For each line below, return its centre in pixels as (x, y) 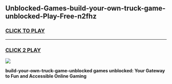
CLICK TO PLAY (25, 31)
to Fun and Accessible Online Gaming (46, 76)
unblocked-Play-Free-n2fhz (51, 17)
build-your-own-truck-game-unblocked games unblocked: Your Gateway (85, 70)
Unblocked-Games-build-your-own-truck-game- (85, 8)
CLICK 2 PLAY (23, 50)
